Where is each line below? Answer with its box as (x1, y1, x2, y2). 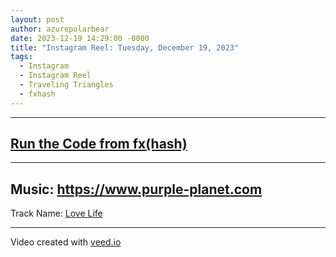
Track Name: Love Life (10, 207, 103, 220)
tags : (10, 52, 33, 62)
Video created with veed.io (10, 236, 122, 248)
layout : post (10, 14, 65, 25)
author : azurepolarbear (10, 24, 110, 34)
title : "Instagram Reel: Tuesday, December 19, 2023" (10, 42, 240, 53)
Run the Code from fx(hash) (10, 136, 188, 153)
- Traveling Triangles (19, 80, 114, 90)
